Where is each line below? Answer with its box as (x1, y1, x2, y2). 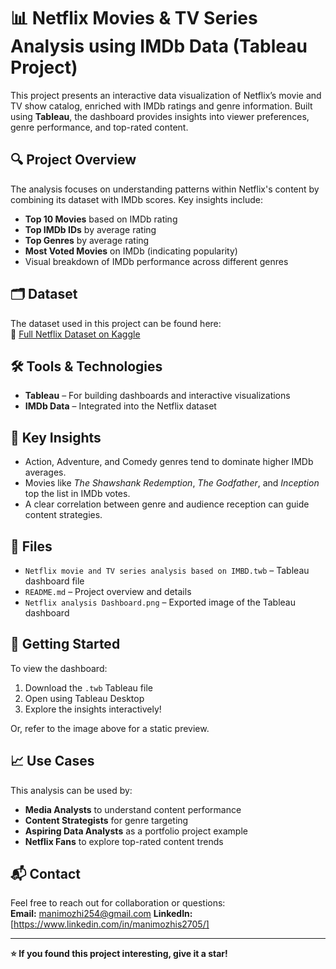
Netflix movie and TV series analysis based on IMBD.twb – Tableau (24, 565, 310, 576)
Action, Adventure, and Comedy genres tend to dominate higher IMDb (24, 456, 314, 468)
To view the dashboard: (10, 662, 108, 674)
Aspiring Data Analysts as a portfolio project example (24, 825, 248, 837)
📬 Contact (10, 866, 81, 883)
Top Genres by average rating (24, 234, 150, 246)
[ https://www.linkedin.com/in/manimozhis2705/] (10, 918, 210, 930)
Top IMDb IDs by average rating (24, 223, 157, 235)
